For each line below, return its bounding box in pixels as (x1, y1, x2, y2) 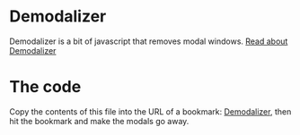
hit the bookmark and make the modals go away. (9, 115, 190, 126)
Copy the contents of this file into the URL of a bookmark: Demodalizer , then (9, 105, 292, 117)
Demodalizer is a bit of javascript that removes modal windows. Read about (9, 36, 288, 46)
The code (9, 77, 82, 97)
